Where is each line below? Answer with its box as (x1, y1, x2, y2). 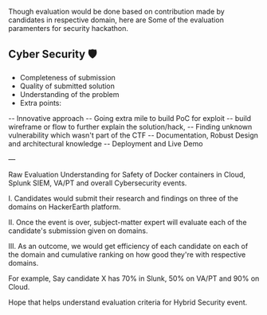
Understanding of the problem (19, 89, 120, 99)
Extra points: (19, 98, 62, 107)
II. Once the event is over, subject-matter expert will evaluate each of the (8, 217, 247, 227)
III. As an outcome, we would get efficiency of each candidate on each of (8, 241, 249, 251)
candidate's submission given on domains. (8, 226, 148, 235)
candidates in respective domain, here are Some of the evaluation (8, 15, 225, 25)
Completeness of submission (19, 72, 116, 82)
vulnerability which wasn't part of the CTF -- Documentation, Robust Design (8, 130, 259, 140)
